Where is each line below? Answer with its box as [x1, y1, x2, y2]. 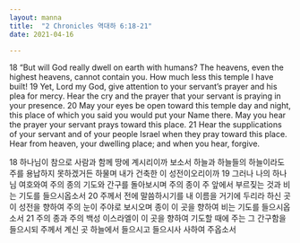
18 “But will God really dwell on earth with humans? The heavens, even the [9, 62, 284, 73]
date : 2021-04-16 [9, 30, 74, 39]
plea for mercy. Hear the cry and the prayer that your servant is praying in [9, 91, 282, 101]
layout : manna [9, 13, 63, 22]
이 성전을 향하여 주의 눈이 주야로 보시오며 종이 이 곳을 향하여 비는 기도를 [9, 202, 260, 213]
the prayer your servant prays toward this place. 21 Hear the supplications [9, 119, 282, 130]
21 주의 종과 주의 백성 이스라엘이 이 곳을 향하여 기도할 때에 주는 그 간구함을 [25, 213, 287, 224]
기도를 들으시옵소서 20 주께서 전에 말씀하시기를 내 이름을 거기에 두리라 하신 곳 [18, 190, 291, 202]
